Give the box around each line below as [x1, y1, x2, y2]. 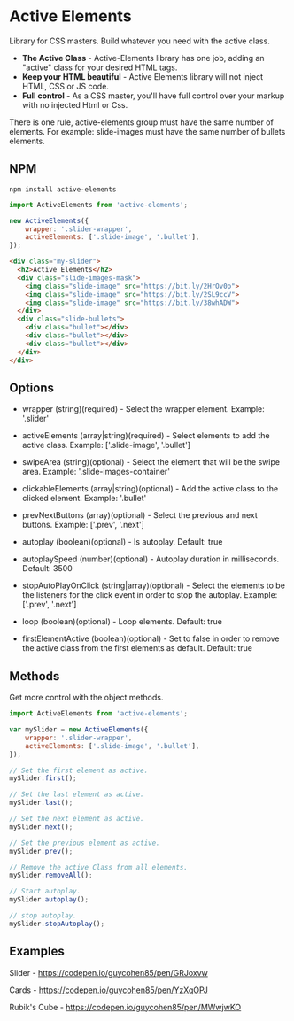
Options [9, 380, 55, 395]
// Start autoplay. [9, 887, 81, 896]
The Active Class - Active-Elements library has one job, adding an [21, 52, 265, 63]
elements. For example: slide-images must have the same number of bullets [9, 126, 286, 136]
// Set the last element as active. [9, 790, 144, 799]
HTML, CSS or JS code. [21, 81, 109, 91]
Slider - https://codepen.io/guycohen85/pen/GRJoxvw [9, 967, 208, 978]
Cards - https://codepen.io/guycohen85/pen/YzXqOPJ [9, 985, 208, 995]
